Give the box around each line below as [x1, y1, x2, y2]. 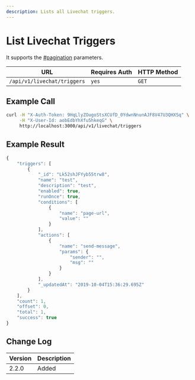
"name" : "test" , [37, 177, 78, 183]
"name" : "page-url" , [59, 210, 110, 216]
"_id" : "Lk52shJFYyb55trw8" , [37, 172, 110, 178]
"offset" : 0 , [17, 304, 49, 310]
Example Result [6, 140, 65, 150]
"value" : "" [59, 215, 89, 222]
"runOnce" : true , [37, 194, 81, 199]
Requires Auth [91, 67, 132, 76]
